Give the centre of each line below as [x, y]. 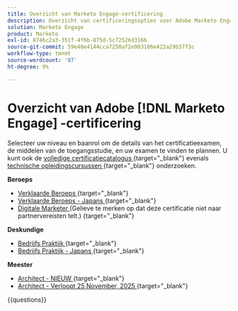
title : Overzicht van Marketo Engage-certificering [85, 14]
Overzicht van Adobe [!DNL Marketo [116, 108]
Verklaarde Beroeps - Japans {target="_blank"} [87, 200]
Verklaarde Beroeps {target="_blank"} [73, 193]
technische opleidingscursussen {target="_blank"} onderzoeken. [102, 165]
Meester [20, 264]
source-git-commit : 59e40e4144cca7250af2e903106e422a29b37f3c [101, 47]
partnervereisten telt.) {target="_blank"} [76, 215]
